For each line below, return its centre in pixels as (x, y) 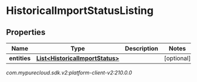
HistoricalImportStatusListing (80, 11)
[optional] (177, 58)
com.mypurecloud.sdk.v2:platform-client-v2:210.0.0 (69, 73)
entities (20, 58)
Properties (26, 32)
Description (142, 49)
